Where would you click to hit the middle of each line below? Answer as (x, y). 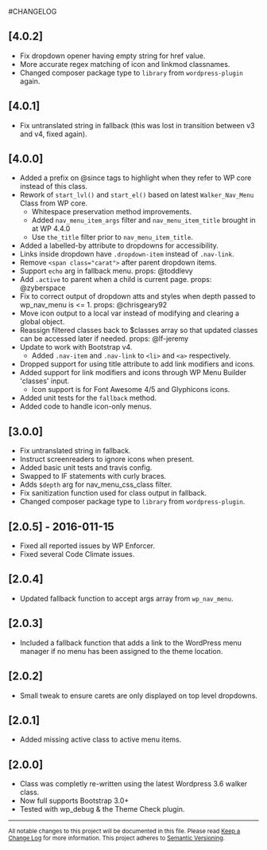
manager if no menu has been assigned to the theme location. (121, 651)
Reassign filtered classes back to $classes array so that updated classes (139, 331)
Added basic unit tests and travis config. (86, 468)
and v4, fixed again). (53, 134)
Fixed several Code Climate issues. (77, 554)
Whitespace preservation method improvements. (112, 212)
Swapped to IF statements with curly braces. (93, 476)
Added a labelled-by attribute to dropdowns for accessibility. (119, 245)
